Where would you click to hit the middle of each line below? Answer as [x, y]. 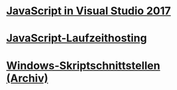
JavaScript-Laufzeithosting [77, 38]
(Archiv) [27, 78]
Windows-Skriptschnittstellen [83, 65]
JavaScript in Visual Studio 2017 [89, 11]
